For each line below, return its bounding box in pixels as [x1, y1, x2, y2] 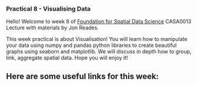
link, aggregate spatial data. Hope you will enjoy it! [6, 55, 128, 62]
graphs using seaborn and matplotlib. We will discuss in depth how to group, [6, 48, 192, 55]
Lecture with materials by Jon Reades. [6, 24, 99, 31]
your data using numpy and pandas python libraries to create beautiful [6, 42, 177, 49]
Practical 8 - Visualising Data [6, 5, 91, 13]
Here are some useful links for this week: [6, 71, 159, 81]
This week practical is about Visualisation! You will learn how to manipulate [6, 36, 188, 43]
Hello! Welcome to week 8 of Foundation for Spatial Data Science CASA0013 [6, 18, 192, 25]
